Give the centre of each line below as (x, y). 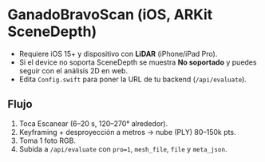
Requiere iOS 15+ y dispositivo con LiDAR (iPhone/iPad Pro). (118, 53)
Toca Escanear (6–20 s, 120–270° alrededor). (93, 123)
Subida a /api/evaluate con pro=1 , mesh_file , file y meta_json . (123, 148)
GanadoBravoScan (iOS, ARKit (110, 15)
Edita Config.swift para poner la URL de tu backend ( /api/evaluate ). (132, 79)
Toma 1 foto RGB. (47, 140)
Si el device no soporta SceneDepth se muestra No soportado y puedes (138, 62)
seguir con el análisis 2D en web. (73, 70)
